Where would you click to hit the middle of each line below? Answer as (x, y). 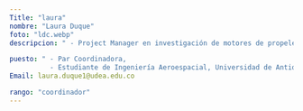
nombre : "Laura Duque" (52, 26)
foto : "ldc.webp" (42, 34)
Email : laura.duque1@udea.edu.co (72, 76)
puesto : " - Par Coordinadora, (68, 60)
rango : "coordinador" (50, 92)
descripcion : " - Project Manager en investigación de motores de (137, 43)
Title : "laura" (38, 18)
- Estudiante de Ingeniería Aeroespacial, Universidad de (161, 68)
